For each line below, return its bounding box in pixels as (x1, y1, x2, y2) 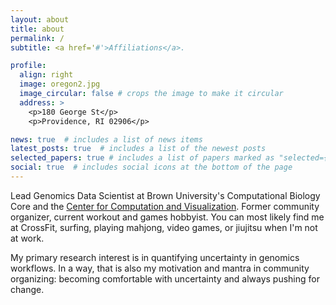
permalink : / (10, 33, 65, 43)
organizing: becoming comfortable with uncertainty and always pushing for (10, 272, 320, 285)
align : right (19, 70, 74, 80)
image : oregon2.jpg (19, 79, 101, 90)
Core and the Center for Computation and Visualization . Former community (10, 200, 320, 212)
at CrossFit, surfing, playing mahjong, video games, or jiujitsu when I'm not (10, 221, 318, 233)
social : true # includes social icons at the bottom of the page (10, 162, 293, 173)
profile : (10, 61, 47, 71)
